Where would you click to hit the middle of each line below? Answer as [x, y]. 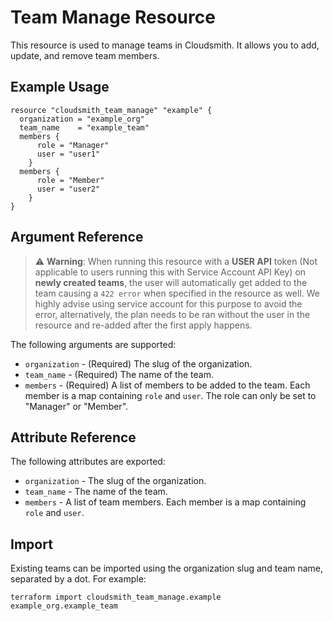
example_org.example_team [64, 606]
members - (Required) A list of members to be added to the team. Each [167, 385]
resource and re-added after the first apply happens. [143, 325]
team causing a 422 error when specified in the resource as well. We [177, 293]
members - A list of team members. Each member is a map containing [165, 502]
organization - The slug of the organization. [115, 481]
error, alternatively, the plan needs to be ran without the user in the [172, 314]
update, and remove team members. [85, 55]
